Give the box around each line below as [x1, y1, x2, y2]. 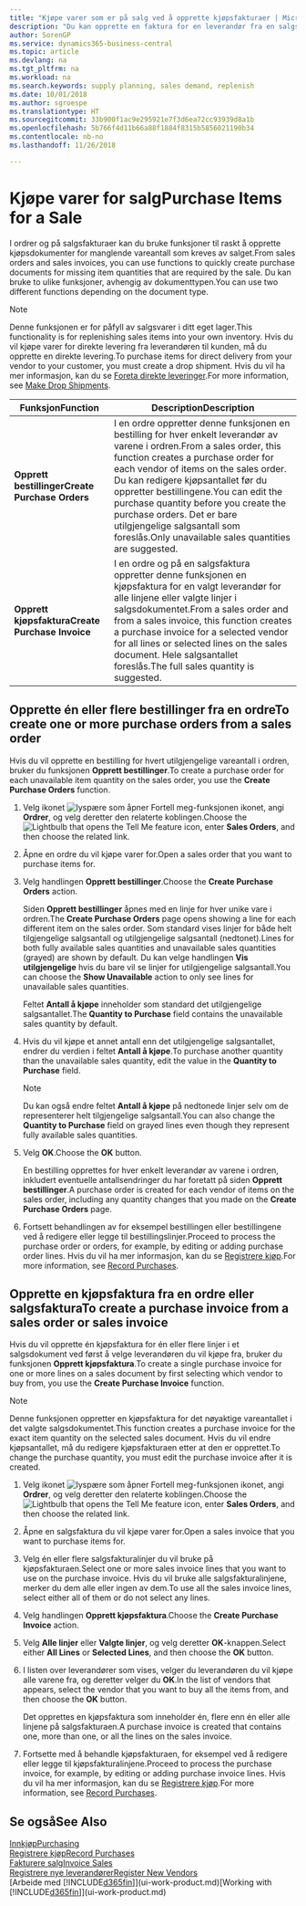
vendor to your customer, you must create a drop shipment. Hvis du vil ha [9, 360, 285, 371]
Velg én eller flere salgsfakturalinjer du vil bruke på [22, 1554, 214, 1565]
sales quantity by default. [22, 1018, 118, 1029]
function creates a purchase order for [113, 451, 275, 464]
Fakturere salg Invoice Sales [9, 1858, 113, 1869]
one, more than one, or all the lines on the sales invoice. [22, 1731, 232, 1742]
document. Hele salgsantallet [113, 648, 239, 661]
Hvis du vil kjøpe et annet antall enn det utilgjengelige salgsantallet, [22, 1035, 276, 1046]
